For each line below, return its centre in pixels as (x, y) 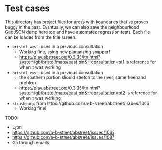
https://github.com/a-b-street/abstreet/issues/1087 (63, 137)
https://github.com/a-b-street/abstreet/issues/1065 (63, 132)
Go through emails (31, 142)
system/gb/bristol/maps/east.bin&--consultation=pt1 (72, 62)
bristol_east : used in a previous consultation (57, 72)
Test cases (27, 8)
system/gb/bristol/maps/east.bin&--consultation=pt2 (72, 93)
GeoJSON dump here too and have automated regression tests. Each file (78, 32)
